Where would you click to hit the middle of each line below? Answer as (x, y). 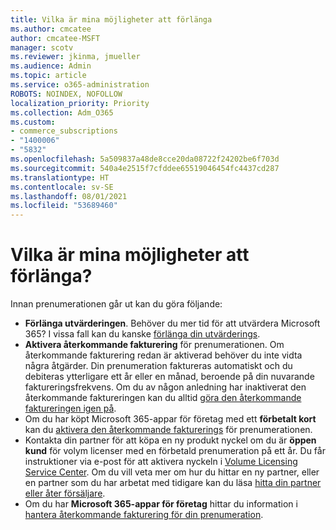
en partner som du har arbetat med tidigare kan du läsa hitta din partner (173, 483)
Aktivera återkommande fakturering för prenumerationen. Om (154, 345)
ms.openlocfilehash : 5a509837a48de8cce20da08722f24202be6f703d (145, 159)
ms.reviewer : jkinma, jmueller (75, 57)
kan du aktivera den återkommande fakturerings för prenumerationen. (168, 430)
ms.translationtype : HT (60, 177)
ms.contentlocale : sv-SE (62, 187)
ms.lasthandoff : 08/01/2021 (69, 196)
